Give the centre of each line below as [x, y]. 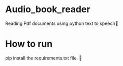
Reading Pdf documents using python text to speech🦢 [62, 23]
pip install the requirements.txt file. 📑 [44, 58]
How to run [29, 44]
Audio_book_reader [48, 9]
